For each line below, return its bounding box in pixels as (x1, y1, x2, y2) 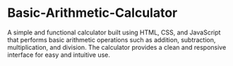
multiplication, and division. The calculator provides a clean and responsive (7, 43, 227, 51)
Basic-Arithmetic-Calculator (7, 5, 178, 21)
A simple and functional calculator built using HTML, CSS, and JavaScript (7, 28, 221, 37)
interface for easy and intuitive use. (7, 51, 111, 59)
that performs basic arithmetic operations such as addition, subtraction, (7, 35, 216, 44)
